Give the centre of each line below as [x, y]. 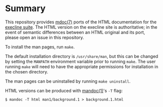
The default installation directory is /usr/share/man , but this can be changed [81, 56]
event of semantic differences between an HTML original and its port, [75, 32]
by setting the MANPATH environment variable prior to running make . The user [80, 61]
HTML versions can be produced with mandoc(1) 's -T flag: [64, 90]
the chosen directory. [27, 71]
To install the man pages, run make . [40, 47]
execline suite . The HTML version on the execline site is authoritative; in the [81, 27]
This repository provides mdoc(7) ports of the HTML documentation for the [81, 22]
